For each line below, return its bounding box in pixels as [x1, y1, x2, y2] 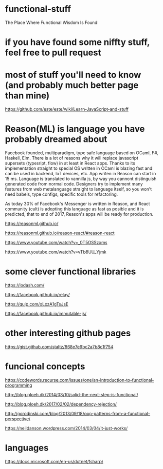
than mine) [5, 90, 50, 101]
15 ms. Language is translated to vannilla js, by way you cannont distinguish [5, 176, 157, 182]
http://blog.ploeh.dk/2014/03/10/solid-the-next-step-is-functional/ [5, 391, 139, 397]
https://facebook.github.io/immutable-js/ [5, 310, 87, 316]
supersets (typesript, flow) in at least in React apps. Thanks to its [5, 160, 135, 166]
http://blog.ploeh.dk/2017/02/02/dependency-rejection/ [5, 401, 117, 407]
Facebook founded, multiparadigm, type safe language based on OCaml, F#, [5, 150, 159, 156]
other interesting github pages [5, 328, 131, 339]
